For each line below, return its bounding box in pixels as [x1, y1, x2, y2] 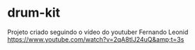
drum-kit [7, 5, 61, 21]
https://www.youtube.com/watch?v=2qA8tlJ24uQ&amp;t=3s [7, 35, 184, 43]
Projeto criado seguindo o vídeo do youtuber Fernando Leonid [7, 28, 189, 36]
